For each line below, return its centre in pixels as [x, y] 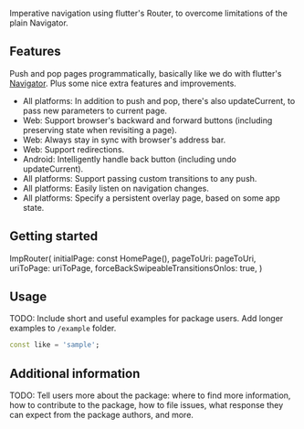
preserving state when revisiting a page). [100, 130]
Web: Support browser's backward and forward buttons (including [147, 120]
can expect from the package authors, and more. [102, 415]
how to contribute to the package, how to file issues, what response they [147, 405]
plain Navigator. [39, 23]
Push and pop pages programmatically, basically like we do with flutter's [146, 73]
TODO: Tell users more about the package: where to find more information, [150, 395]
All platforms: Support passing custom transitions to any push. [140, 178]
